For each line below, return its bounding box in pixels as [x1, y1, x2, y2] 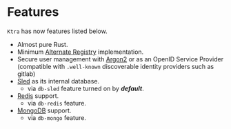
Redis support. [17, 91, 59, 100]
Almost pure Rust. [17, 40, 68, 48]
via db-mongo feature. [27, 113, 86, 121]
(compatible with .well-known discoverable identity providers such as [17, 62, 214, 70]
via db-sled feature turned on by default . [27, 84, 144, 92]
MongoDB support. [17, 106, 72, 115]
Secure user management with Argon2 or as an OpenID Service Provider [17, 54, 224, 63]
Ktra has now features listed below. [7, 27, 108, 35]
